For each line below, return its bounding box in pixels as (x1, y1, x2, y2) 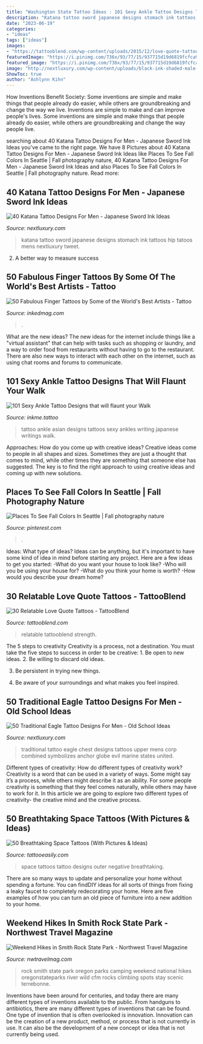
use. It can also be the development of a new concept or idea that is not (6, 1024, 185, 1031)
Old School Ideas (6, 706, 71, 716)
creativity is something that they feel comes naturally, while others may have (6, 784, 197, 790)
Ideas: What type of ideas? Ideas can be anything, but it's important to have (6, 547, 195, 555)
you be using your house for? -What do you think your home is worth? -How (6, 567, 196, 574)
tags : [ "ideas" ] (6, 37, 47, 43)
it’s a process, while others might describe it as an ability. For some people (6, 777, 192, 784)
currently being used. (6, 1030, 60, 1038)
